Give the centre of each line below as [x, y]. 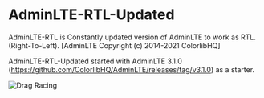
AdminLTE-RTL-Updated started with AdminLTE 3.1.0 [95, 61]
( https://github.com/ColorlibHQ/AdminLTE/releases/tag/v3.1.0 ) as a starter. [132, 69]
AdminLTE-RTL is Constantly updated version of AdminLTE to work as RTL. [132, 37]
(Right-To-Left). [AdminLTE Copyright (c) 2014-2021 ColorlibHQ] [114, 45]
